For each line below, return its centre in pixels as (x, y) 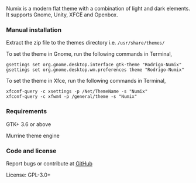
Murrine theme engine (33, 135)
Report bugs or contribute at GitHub (49, 163)
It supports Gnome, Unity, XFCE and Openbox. (62, 15)
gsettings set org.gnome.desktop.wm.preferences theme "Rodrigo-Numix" (95, 70)
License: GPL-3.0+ (28, 175)
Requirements (27, 111)
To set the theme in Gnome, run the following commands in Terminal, (89, 54)
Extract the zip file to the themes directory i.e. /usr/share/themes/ (85, 43)
